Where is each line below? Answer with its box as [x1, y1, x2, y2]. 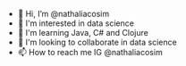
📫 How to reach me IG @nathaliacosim [17, 47, 163, 57]
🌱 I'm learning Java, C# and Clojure [17, 28, 149, 37]
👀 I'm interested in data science [17, 18, 134, 29]
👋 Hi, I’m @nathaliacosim [17, 9, 110, 19]
